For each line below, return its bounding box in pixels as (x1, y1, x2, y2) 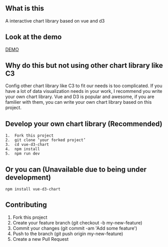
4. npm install (5, 146, 40, 152)
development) (5, 173, 51, 182)
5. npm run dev (5, 151, 40, 156)
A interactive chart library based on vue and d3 (5, 17, 105, 24)
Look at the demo (5, 33, 62, 42)
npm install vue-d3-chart (5, 187, 60, 192)
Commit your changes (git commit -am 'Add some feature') (12, 225, 137, 231)
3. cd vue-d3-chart (5, 142, 50, 147)
